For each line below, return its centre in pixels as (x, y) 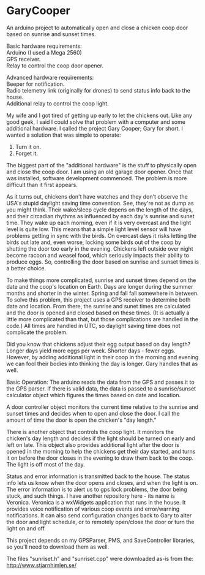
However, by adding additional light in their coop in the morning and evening (102, 357)
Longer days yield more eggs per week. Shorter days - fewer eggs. (91, 351)
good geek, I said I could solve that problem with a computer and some (96, 122)
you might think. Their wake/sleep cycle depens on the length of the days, (100, 210)
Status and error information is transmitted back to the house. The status (98, 476)
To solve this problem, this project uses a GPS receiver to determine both (99, 299)
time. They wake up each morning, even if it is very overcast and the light (99, 223)
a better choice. (26, 268)
